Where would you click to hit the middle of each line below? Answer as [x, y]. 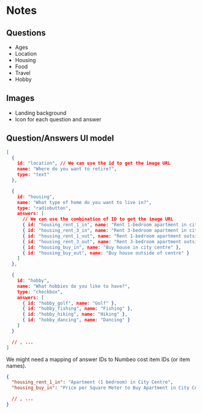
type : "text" [33, 175]
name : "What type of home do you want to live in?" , [84, 202]
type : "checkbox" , [40, 292]
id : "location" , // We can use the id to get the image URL [94, 164]
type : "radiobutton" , [44, 208]
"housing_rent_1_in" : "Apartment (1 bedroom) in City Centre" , [92, 382]
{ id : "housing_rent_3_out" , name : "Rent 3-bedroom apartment [102, 242]
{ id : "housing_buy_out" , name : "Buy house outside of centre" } [106, 253]
